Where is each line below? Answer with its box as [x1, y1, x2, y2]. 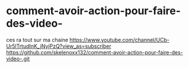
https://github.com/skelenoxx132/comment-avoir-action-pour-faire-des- [6, 48, 184, 56]
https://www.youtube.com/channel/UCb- [69, 36, 170, 43]
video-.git [6, 55, 30, 62]
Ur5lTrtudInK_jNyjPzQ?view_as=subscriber [6, 43, 111, 50]
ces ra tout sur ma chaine [6, 36, 69, 43]
